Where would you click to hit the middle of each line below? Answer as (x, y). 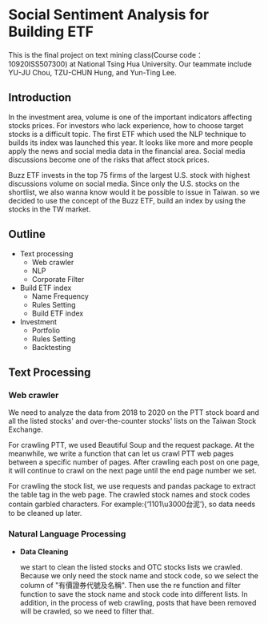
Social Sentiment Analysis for (109, 15)
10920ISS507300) (38, 64)
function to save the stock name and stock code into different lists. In (134, 594)
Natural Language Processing (67, 534)
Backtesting (52, 347)
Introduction (40, 98)
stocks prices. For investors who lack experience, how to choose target (126, 125)
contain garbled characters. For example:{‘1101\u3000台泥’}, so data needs (132, 504)
